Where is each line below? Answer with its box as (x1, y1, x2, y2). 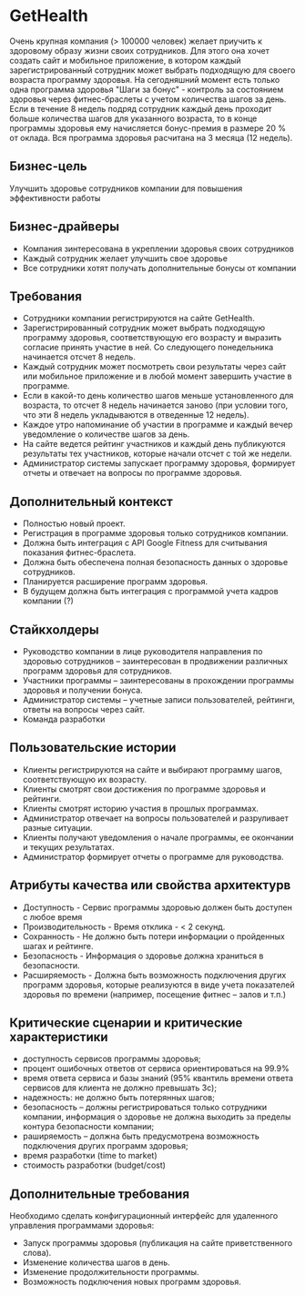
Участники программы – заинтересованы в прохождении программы (22, 675, 294, 685)
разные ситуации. (22, 822, 93, 833)
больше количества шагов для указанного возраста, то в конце (9, 113, 258, 124)
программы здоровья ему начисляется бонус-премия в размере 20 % (9, 122, 287, 133)
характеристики (9, 1029, 108, 1045)
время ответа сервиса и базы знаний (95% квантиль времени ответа (22, 1073, 294, 1084)
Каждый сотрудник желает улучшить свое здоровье (22, 252, 228, 264)
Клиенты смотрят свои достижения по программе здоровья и (22, 784, 266, 795)
